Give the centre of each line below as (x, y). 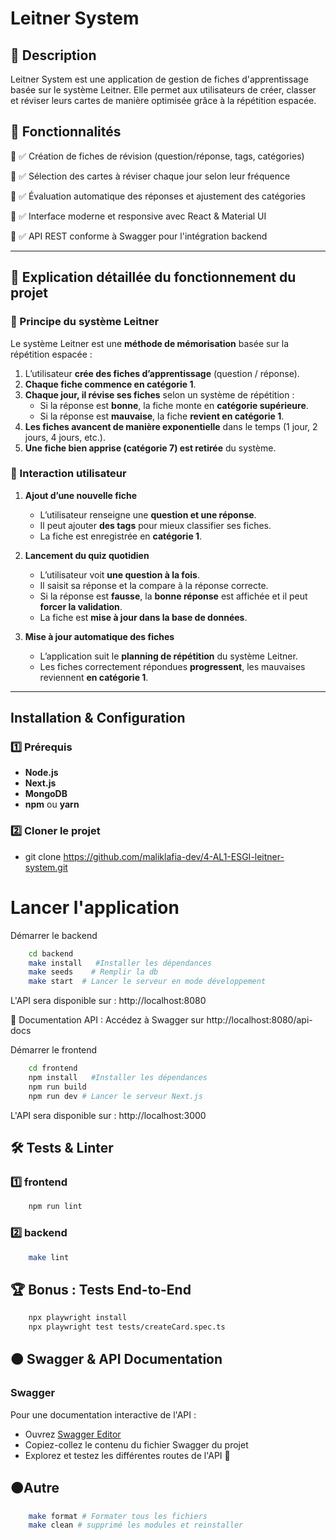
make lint (49, 1257)
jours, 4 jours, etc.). (65, 437)
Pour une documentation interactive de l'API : (103, 1414)
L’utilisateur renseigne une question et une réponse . (148, 514)
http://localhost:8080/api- (259, 1020)
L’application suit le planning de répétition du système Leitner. (168, 656)
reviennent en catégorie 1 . (94, 677)
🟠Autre (35, 1488)
